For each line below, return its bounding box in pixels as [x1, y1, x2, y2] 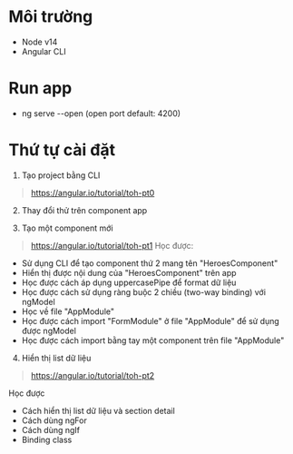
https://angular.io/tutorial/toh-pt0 [30, 187, 155, 198]
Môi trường [8, 6, 93, 27]
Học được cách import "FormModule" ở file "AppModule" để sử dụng [21, 315, 280, 326]
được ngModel [21, 325, 76, 336]
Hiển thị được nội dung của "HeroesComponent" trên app [21, 267, 237, 278]
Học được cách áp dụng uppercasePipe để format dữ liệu [21, 277, 237, 288]
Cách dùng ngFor [21, 415, 87, 426]
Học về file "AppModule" [21, 306, 115, 317]
